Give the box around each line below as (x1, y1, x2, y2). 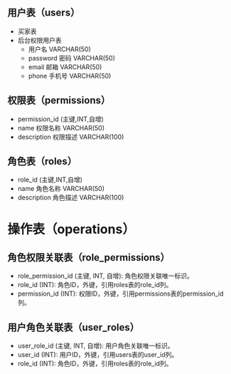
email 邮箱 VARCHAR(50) (28, 63, 102, 71)
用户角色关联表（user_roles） (7, 321, 140, 333)
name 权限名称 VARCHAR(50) (17, 123, 105, 132)
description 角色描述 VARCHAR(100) (17, 193, 124, 202)
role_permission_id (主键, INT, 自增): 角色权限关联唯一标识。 (17, 271, 194, 280)
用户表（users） (7, 6, 80, 19)
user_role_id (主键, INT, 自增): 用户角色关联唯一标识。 (17, 341, 174, 350)
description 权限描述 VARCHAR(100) (17, 133, 124, 141)
